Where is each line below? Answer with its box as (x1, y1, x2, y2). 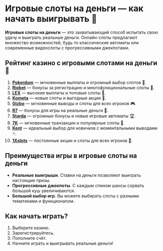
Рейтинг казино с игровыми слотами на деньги (5, 59, 158, 67)
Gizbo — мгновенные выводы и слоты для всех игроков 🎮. (12, 100, 137, 106)
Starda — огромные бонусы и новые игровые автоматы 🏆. (12, 113, 136, 119)
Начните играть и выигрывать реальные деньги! (12, 240, 113, 246)
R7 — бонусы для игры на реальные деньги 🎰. (12, 108, 109, 113)
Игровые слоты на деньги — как (5, 3, 144, 14)
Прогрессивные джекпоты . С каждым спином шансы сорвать (12, 182, 145, 188)
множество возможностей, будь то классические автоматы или (5, 39, 139, 45)
